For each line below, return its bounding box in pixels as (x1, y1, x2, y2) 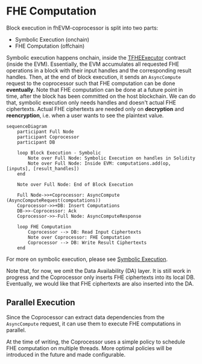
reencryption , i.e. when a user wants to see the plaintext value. (6, 112, 164, 119)
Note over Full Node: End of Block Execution (17, 181, 134, 188)
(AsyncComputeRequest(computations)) (6, 197, 101, 203)
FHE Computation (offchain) (14, 42, 85, 49)
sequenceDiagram (6, 123, 47, 129)
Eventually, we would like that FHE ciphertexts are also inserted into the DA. (6, 279, 194, 287)
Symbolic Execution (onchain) (14, 36, 89, 43)
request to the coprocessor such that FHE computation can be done (6, 80, 175, 87)
